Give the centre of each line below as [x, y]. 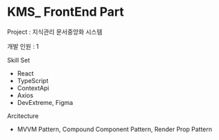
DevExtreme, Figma [45, 102]
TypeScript [33, 80]
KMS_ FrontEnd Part [66, 12]
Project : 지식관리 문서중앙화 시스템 [55, 32]
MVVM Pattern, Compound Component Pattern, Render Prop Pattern [114, 129]
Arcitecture [23, 116]
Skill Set [19, 60]
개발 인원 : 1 [23, 46]
